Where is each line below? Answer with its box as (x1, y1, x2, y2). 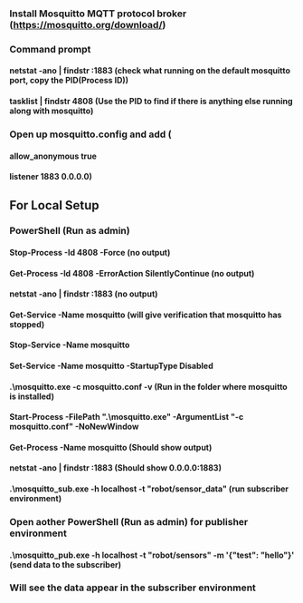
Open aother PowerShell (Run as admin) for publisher (9, 515, 249, 528)
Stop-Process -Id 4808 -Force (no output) (9, 248, 171, 258)
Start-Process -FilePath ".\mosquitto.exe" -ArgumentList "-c (9, 412, 244, 423)
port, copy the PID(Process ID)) (9, 75, 129, 86)
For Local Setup (9, 198, 99, 213)
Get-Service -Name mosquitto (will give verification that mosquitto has (9, 309, 282, 320)
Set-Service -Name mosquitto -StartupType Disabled (9, 361, 214, 372)
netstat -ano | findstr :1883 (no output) (9, 288, 158, 299)
